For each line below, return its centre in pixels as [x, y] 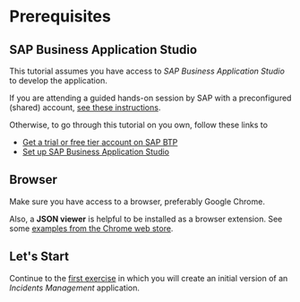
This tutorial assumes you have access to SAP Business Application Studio [147, 71]
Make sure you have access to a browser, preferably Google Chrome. [137, 201]
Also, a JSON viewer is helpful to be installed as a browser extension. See [146, 219]
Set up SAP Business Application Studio [96, 151]
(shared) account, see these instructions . [85, 108]
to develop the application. [58, 81]
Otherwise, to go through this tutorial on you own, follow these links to [139, 125]
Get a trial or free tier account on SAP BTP [100, 142]
